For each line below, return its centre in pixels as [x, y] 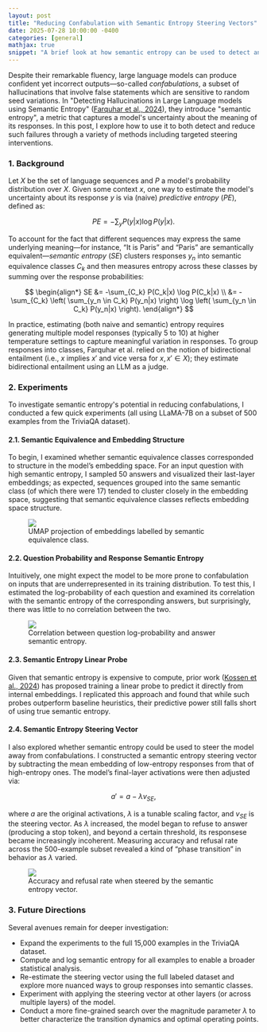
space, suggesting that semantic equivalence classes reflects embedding [129, 500]
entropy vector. [53, 890]
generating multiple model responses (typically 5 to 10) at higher [114, 333]
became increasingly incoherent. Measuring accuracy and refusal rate [123, 841]
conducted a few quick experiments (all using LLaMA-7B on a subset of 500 [133, 413]
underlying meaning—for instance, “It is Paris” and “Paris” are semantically [131, 247]
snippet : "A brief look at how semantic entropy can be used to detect [129, 53]
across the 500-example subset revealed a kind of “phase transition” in [125, 849]
